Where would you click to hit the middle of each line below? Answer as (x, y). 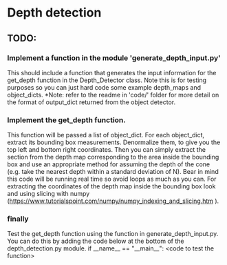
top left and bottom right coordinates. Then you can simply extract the (107, 150)
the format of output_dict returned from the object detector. (91, 102)
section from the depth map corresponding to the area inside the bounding (113, 157)
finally (18, 219)
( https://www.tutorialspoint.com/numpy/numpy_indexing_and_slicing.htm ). (113, 201)
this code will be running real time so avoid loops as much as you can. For (112, 179)
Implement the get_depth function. (66, 120)
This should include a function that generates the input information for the (112, 72)
